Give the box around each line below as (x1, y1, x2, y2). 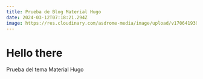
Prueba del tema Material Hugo (6, 66, 84, 73)
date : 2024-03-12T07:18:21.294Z (6, 14, 88, 21)
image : (6, 20, 23, 26)
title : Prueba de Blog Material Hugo (6, 8, 101, 15)
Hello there (6, 46, 63, 60)
